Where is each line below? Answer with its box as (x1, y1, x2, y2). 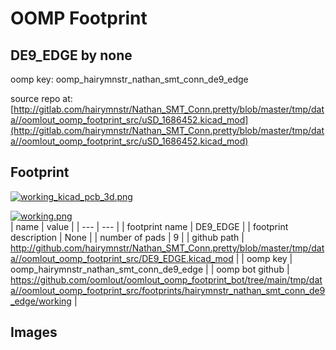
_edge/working (10, 295, 72, 307)
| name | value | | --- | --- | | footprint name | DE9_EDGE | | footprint (10, 220, 289, 232)
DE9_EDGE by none (10, 47, 133, 64)
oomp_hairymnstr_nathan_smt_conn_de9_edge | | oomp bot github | (10, 263, 290, 275)
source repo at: (10, 93, 73, 104)
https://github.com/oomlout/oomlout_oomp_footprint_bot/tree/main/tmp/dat (10, 273, 323, 286)
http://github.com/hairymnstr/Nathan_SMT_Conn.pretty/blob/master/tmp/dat (10, 242, 325, 254)
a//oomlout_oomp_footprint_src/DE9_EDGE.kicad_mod (10, 252, 234, 264)
